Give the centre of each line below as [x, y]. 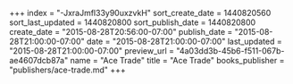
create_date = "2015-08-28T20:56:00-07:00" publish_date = [121, 32]
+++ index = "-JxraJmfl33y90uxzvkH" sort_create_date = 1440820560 [140, 13]
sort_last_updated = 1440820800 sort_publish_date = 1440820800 [133, 22]
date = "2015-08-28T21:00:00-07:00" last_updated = [184, 41]
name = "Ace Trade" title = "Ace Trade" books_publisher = [177, 60]
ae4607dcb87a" [39, 60]
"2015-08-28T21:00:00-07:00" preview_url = [92, 51]
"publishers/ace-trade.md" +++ [68, 70]
